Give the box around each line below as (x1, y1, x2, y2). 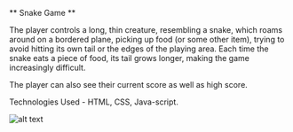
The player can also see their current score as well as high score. (9, 80, 249, 89)
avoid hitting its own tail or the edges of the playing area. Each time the (9, 43, 269, 54)
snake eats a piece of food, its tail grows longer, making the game (9, 53, 250, 63)
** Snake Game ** (9, 8, 76, 18)
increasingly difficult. (9, 62, 86, 73)
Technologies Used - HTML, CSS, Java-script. (9, 97, 179, 107)
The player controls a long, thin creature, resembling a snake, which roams (9, 25, 282, 35)
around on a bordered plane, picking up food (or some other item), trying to (9, 35, 285, 44)
